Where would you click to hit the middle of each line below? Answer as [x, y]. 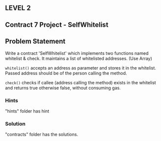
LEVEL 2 [18, 8]
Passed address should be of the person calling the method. [66, 73]
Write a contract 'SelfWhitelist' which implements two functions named [77, 53]
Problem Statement [35, 41]
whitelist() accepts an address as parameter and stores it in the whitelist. [80, 68]
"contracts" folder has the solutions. [42, 135]
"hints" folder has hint [27, 111]
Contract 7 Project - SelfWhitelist [57, 25]
